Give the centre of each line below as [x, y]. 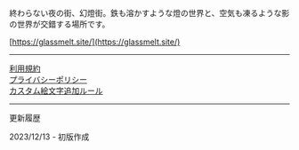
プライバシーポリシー [48, 79]
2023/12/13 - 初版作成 [49, 137]
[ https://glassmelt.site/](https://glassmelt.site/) [95, 42]
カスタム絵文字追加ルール [56, 91]
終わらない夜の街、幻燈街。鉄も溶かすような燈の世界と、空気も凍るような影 [149, 13]
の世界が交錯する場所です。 [60, 24]
